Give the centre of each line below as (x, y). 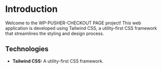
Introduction (31, 9)
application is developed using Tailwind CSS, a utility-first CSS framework (81, 28)
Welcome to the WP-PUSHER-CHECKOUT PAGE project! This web (73, 23)
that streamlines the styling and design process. (54, 33)
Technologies (27, 49)
